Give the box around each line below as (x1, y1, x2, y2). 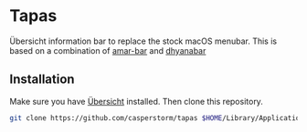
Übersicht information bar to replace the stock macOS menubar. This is (9, 36, 277, 46)
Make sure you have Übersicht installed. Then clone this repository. (9, 96, 263, 107)
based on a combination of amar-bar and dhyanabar (9, 45, 206, 56)
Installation (9, 72, 75, 87)
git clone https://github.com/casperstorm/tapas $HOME (9, 113, 223, 123)
